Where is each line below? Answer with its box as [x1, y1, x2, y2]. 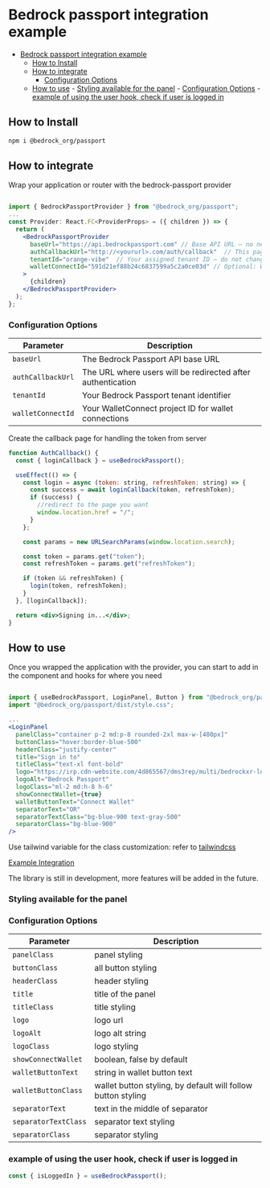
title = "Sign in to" [15, 753, 81, 761]
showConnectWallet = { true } [15, 790, 103, 798]
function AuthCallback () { [8, 449, 99, 457]
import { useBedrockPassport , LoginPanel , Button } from [8, 693, 203, 701]
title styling [94, 1001, 137, 1013]
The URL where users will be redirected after [81, 366, 251, 377]
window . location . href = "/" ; [37, 508, 135, 516]
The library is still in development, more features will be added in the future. [8, 874, 259, 883]
